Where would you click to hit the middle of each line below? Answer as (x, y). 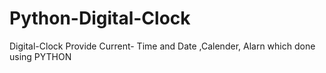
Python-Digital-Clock (100, 18)
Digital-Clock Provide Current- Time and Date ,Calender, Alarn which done (162, 46)
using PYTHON (40, 56)
